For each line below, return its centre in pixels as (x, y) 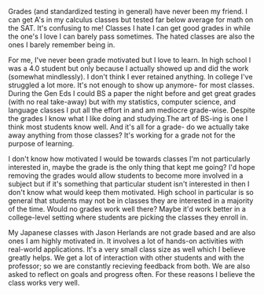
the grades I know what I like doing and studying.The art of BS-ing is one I (128, 118)
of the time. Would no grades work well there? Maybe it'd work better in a (127, 209)
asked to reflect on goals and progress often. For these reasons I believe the (132, 274)
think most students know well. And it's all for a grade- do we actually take (129, 127)
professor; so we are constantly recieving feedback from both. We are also (129, 266)
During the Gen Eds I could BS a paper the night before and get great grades (132, 93)
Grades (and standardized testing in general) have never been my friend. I (128, 11)
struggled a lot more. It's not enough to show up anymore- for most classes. (132, 85)
